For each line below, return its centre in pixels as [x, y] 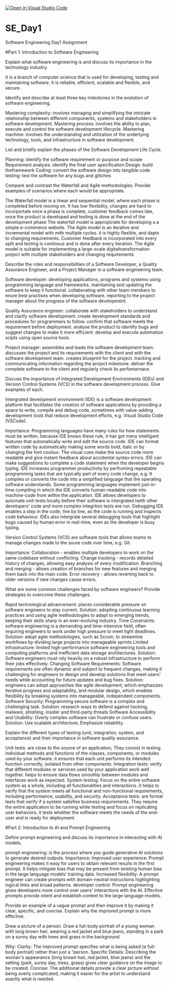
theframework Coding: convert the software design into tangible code [78, 170]
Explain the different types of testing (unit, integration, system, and [75, 732]
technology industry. [26, 67]
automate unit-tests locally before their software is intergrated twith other [81, 500]
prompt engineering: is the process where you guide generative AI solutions [84, 852]
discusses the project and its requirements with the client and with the [78, 352]
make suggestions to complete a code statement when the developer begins [85, 463]
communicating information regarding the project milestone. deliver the [79, 363]
